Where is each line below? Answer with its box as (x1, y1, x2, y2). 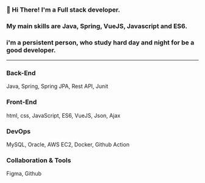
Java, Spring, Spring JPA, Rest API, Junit (6, 82, 109, 90)
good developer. (6, 46, 56, 54)
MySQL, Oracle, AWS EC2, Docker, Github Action (6, 141, 130, 148)
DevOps (6, 127, 31, 135)
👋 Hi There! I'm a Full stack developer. (6, 5, 121, 14)
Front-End (6, 98, 37, 106)
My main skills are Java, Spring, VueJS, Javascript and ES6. (6, 21, 188, 30)
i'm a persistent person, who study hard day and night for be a (6, 38, 195, 46)
